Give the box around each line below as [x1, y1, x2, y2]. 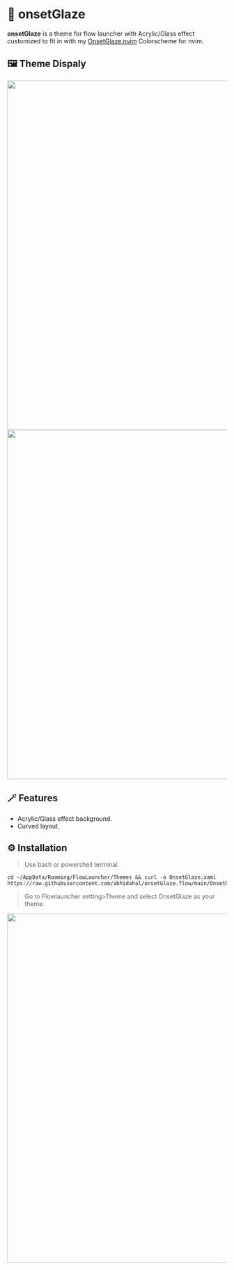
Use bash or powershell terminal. [24, 861, 120, 869]
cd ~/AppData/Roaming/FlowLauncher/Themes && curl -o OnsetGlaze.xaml [7, 874, 217, 881]
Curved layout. [17, 822, 60, 830]
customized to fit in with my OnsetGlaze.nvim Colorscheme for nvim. [7, 36, 204, 45]
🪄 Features [7, 792, 58, 804]
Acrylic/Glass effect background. [17, 814, 113, 823]
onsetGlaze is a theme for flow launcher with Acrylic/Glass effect [7, 29, 195, 38]
